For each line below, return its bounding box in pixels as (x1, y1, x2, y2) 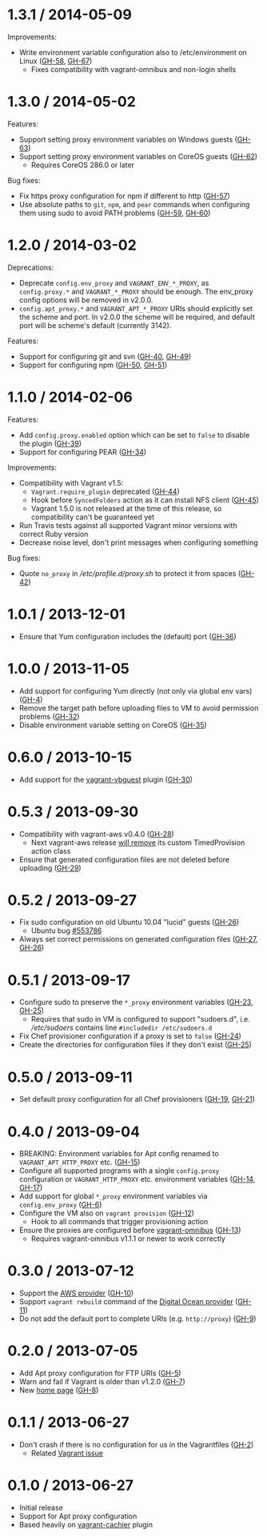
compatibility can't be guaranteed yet (30, 512, 155, 522)
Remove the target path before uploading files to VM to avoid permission (18, 702, 259, 713)
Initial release (18, 1503, 63, 1512)
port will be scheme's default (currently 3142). (18, 320, 172, 330)
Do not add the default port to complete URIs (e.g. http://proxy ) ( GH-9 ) (18, 1314, 257, 1323)
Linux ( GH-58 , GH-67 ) (18, 56, 93, 66)
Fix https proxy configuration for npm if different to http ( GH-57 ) (18, 190, 231, 201)
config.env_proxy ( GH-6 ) (18, 1200, 102, 1210)
